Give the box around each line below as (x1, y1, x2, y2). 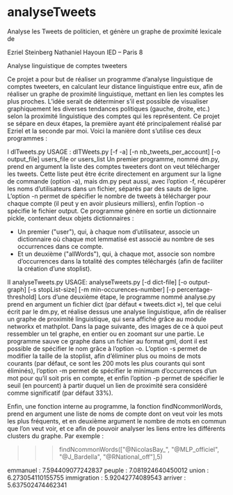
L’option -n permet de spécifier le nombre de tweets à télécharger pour (7, 192, 211, 200)
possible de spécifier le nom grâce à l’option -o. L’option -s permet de (7, 344, 207, 352)
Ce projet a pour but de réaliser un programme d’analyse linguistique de (7, 74, 214, 83)
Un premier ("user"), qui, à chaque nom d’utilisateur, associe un (17, 227, 200, 236)
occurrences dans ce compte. (17, 242, 104, 250)
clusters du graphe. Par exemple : (7, 432, 104, 440)
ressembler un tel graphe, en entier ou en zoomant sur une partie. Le (7, 330, 204, 338)
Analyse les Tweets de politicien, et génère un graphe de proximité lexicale (7, 27, 222, 35)
